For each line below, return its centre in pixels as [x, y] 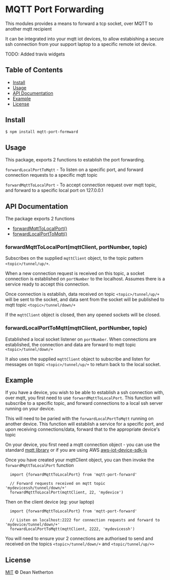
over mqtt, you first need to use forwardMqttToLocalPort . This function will [83, 398]
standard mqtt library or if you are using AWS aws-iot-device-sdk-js [76, 450]
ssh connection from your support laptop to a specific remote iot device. [81, 44]
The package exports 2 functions [40, 219]
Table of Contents [34, 70]
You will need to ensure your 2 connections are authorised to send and [79, 539]
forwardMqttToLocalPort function [40, 465]
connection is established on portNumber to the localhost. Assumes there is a [85, 279]
